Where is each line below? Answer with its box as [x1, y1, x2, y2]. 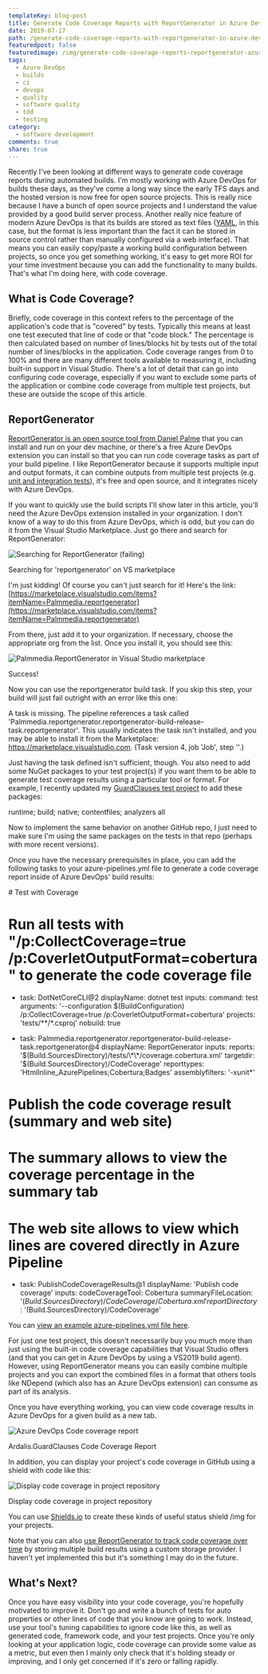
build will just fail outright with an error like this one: [8, 693, 178, 702]
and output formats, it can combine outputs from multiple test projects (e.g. [8, 468, 256, 477]
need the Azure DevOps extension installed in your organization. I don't [8, 508, 242, 518]
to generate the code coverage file [19, 966, 253, 985]
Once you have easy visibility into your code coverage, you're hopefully [8, 1597, 244, 1607]
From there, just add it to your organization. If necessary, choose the [8, 630, 234, 639]
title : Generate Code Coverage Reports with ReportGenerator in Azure [8, 19, 248, 27]
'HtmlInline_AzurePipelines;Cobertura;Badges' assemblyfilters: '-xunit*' [19, 1067, 255, 1077]
